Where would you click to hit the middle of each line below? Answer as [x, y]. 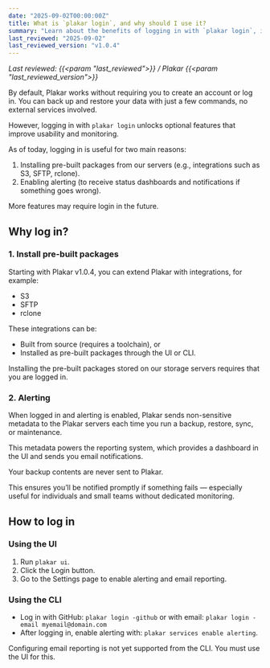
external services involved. [53, 110]
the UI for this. [32, 657]
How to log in [42, 521]
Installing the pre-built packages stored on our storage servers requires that [134, 368]
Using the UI [33, 544]
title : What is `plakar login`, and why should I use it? [107, 23]
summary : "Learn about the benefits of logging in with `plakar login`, [133, 31]
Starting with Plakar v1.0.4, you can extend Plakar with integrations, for [125, 272]
